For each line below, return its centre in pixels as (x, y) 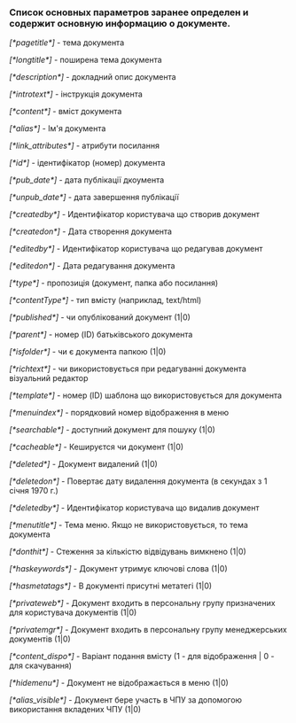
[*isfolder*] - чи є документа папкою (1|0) (88, 352)
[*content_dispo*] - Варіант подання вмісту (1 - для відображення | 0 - (142, 657)
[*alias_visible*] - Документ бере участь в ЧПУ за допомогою (125, 700)
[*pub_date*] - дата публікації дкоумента (87, 180)
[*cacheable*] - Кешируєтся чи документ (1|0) (97, 447)
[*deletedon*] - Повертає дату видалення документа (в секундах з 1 (138, 481)
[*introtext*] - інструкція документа (76, 94)
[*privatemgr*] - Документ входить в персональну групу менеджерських (148, 630)
